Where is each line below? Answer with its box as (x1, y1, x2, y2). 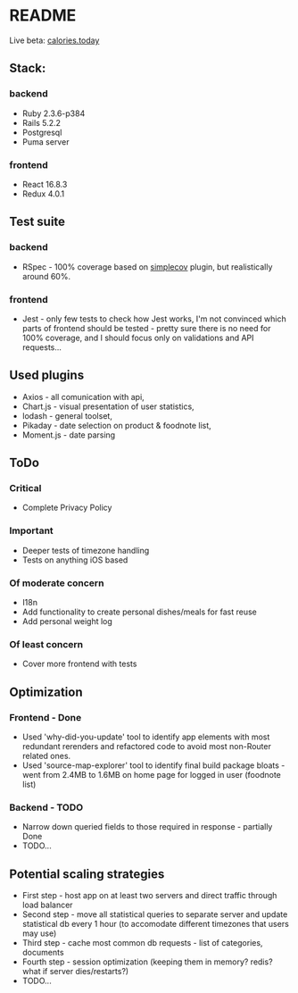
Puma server (21, 136, 70, 147)
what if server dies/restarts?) (21, 966, 129, 977)
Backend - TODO (9, 801, 84, 814)
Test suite (9, 214, 65, 229)
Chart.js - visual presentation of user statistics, (21, 401, 195, 412)
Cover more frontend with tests (21, 658, 137, 670)
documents (21, 947, 64, 958)
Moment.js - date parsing (21, 430, 116, 440)
